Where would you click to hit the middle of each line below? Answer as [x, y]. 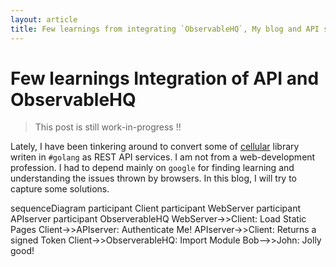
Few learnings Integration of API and [165, 78]
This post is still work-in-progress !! [108, 127]
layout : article [44, 19]
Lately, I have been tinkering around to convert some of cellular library [155, 147]
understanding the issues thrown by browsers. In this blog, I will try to [154, 178]
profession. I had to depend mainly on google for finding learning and [152, 168]
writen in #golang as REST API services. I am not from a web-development [163, 157]
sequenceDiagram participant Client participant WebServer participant [156, 208]
